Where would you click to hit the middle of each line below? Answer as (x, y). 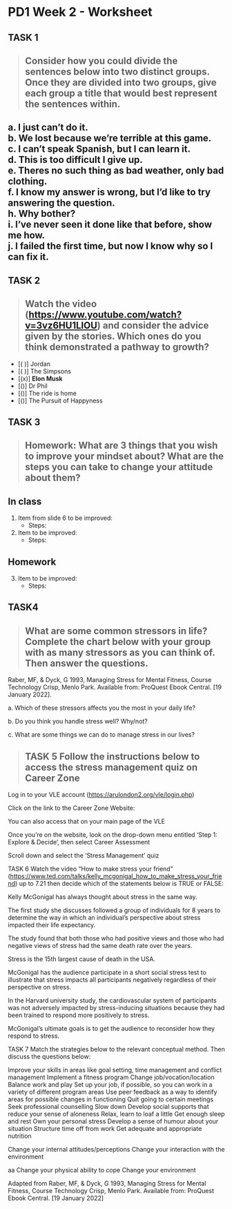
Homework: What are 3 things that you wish (121, 446)
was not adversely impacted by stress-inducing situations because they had (116, 1007)
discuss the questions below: (49, 1056)
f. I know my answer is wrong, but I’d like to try (109, 192)
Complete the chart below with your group (118, 642)
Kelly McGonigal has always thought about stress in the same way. (103, 897)
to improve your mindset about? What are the (124, 456)
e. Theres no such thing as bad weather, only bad (116, 171)
